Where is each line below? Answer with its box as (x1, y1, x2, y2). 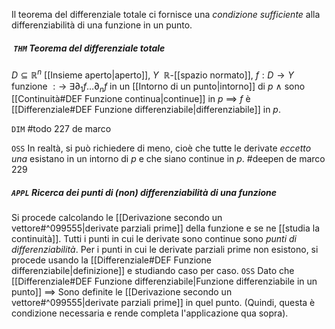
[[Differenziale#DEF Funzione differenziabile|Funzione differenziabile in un (11, 275, 318, 288)
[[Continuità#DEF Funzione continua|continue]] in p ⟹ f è (11, 93, 251, 105)
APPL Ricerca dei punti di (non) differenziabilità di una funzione (11, 187, 278, 199)
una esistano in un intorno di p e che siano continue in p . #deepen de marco (11, 153, 326, 165)
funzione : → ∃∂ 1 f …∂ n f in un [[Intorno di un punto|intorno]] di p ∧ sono (11, 80, 306, 94)
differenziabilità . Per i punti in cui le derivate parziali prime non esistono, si (11, 244, 319, 256)
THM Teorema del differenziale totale (13, 42, 166, 54)
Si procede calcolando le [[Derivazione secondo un (11, 212, 223, 224)
